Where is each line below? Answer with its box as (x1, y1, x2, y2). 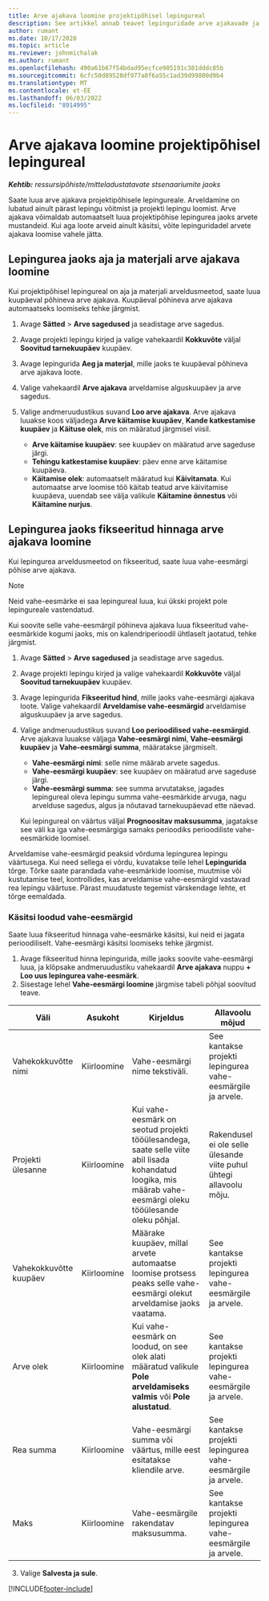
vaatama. (131, 1307, 167, 1318)
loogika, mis (131, 1174, 178, 1185)
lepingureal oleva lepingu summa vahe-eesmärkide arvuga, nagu (31, 792, 247, 802)
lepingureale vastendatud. (8, 604, 94, 615)
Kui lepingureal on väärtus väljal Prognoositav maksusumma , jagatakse (19, 816, 259, 826)
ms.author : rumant (8, 57, 70, 65)
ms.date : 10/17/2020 (8, 34, 78, 43)
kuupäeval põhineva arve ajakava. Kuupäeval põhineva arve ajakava (8, 295, 233, 304)
